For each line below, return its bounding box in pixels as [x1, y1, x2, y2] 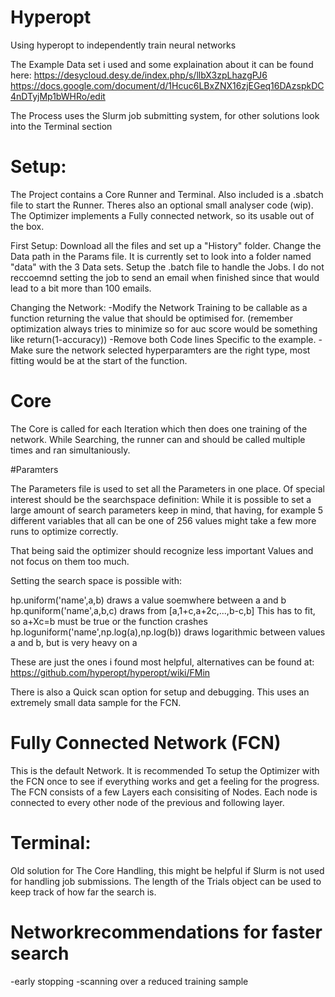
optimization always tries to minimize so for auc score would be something [10, 322, 318, 335]
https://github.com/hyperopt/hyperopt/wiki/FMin [10, 666, 211, 678]
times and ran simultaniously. [10, 444, 131, 456]
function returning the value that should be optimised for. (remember [10, 312, 294, 324]
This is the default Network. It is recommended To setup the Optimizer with [10, 764, 320, 776]
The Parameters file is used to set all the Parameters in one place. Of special [10, 482, 325, 495]
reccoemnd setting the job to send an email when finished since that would [10, 271, 320, 283]
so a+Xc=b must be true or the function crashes [10, 615, 208, 627]
